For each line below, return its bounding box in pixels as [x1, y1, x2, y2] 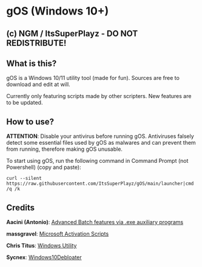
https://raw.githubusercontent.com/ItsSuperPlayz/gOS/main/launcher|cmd [6, 180, 194, 187]
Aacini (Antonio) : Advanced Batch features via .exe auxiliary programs [6, 219, 184, 226]
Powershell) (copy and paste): [6, 163, 81, 171]
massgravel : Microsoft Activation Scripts [6, 230, 109, 237]
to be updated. [6, 99, 43, 107]
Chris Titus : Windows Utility [6, 242, 77, 249]
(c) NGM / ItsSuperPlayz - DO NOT [6, 28, 138, 39]
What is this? [6, 58, 57, 68]
